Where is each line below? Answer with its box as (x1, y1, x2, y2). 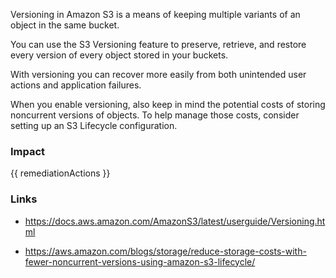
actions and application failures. (10, 79, 142, 91)
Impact (10, 144, 46, 158)
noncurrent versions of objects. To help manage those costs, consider (10, 109, 300, 121)
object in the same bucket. (10, 19, 120, 31)
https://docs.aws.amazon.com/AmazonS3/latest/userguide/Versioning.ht (24, 215, 326, 227)
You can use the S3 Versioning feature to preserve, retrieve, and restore (10, 39, 307, 50)
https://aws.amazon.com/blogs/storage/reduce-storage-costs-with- (24, 245, 307, 257)
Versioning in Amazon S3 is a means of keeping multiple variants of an (10, 9, 301, 20)
